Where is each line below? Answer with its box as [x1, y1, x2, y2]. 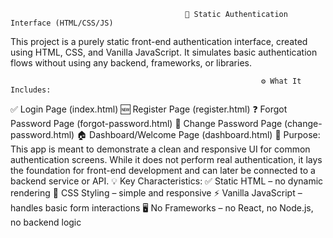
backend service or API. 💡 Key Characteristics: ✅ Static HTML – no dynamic [10, 175, 324, 187]
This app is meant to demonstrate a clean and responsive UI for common [10, 143, 311, 155]
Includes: [10, 85, 52, 95]
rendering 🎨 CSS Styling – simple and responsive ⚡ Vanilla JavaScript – [10, 187, 303, 199]
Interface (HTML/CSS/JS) [10, 18, 114, 28]
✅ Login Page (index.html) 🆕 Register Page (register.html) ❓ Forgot [10, 103, 288, 115]
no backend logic [10, 216, 82, 228]
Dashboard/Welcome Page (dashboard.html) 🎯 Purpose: [89, 129, 321, 140]
